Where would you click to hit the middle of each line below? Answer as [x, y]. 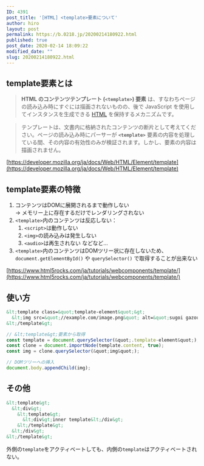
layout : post [23, 29]
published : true [27, 40]
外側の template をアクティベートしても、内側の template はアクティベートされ [102, 449]
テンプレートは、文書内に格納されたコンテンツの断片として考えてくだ [108, 127]
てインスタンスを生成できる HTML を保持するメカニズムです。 [99, 114]
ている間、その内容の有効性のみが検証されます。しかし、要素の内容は [109, 142]
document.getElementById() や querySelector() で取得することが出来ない [106, 259]
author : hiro [23, 23]
